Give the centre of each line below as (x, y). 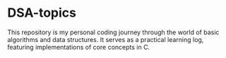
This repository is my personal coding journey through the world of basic (113, 32)
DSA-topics (42, 13)
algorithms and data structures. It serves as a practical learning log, (106, 39)
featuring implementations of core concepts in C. (79, 47)
